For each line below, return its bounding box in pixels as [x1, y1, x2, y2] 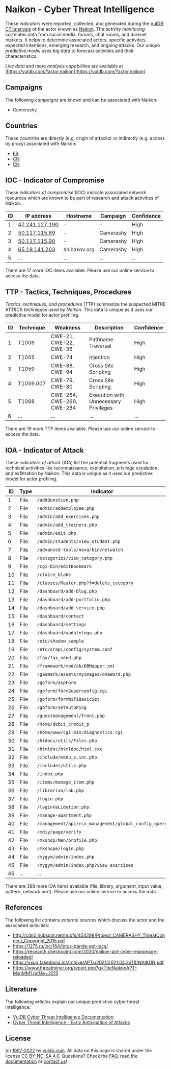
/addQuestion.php [37, 497, 79, 503]
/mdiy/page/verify [37, 829, 81, 835]
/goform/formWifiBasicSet [37, 696, 100, 702]
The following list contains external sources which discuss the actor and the [5, 917, 165, 923]
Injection [89, 354, 110, 361]
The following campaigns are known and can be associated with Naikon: [5, 97, 158, 103]
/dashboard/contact [37, 613, 84, 619]
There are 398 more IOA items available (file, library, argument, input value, [5, 883, 163, 889]
